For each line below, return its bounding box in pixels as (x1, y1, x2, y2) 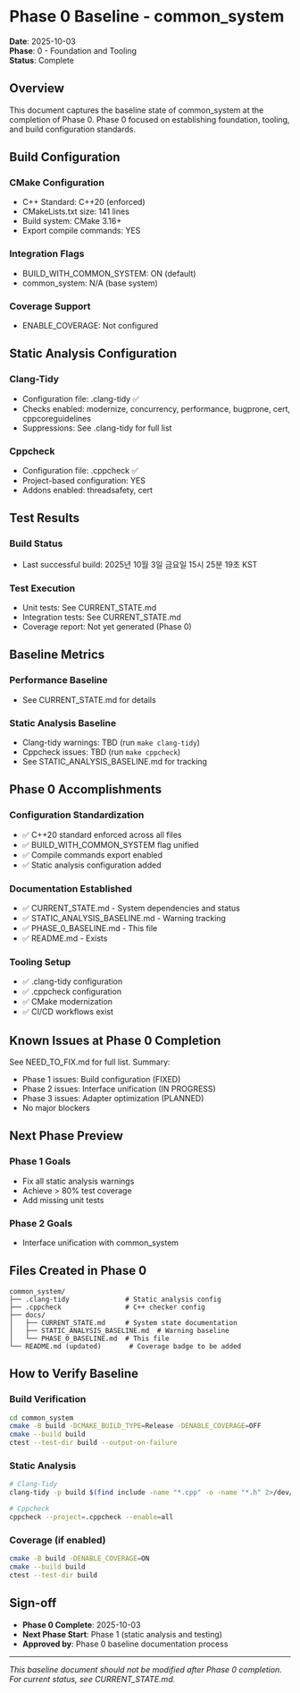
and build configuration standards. (9, 124, 137, 134)
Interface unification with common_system (21, 1237, 179, 1248)
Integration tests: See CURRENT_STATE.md (21, 611, 181, 622)
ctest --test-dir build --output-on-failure (9, 1439, 178, 1448)
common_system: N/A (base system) (21, 278, 158, 288)
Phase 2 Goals (9, 1217, 73, 1229)
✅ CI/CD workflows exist (21, 1006, 113, 1017)
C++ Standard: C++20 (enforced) (21, 197, 146, 208)
